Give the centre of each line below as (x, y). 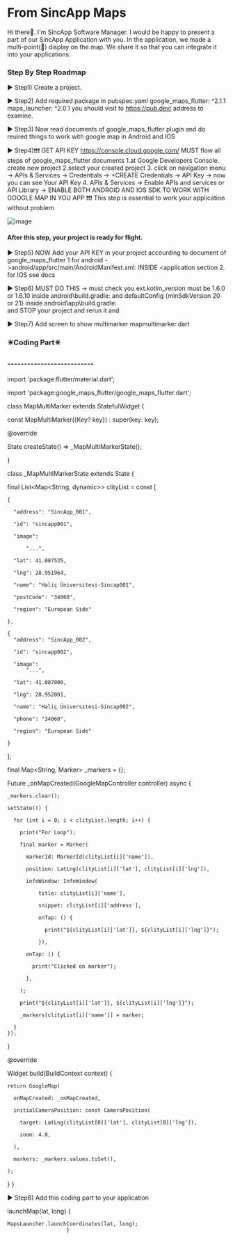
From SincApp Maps (67, 13)
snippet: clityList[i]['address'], (89, 905)
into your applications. (39, 54)
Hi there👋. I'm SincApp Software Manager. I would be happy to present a (111, 32)
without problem (31, 208)
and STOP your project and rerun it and (63, 310)
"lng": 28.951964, (40, 573)
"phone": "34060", (40, 719)
